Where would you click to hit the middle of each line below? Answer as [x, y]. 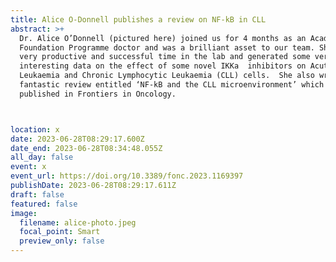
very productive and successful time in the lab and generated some [165, 57]
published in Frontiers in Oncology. [98, 94]
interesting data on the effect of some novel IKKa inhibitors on [163, 66]
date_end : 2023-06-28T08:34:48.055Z [86, 148]
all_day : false [42, 157]
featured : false [44, 204]
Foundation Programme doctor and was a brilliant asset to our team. [167, 47]
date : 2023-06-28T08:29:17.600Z [77, 139]
